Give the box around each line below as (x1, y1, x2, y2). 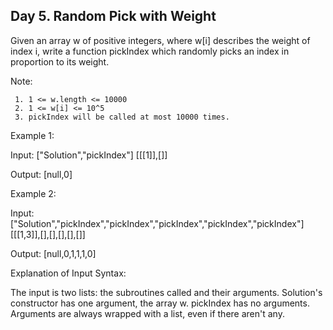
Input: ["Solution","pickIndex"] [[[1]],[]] (10, 149, 168, 161)
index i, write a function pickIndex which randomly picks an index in (10, 45, 290, 57)
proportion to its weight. (10, 55, 110, 68)
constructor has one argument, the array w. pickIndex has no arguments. (10, 297, 310, 309)
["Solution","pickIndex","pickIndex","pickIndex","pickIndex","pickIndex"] (10, 217, 305, 229)
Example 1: (10, 129, 55, 141)
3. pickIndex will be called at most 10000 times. (14, 112, 230, 122)
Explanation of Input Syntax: (10, 267, 127, 279)
